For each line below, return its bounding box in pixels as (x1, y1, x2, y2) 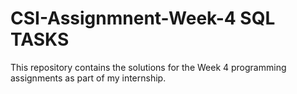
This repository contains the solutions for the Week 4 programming (10, 61, 287, 73)
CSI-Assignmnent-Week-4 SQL (10, 7, 276, 30)
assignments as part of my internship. (10, 72, 167, 84)
